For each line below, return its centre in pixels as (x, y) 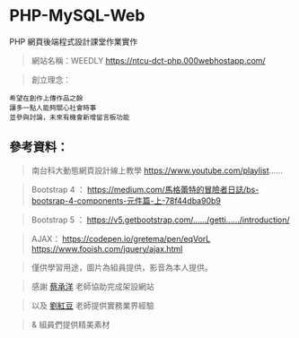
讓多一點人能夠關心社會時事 (53, 108)
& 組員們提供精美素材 (70, 325)
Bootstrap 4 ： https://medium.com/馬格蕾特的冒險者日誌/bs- (145, 189)
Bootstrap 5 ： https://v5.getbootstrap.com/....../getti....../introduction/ (160, 220)
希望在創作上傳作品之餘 (46, 98)
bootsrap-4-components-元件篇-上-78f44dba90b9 (126, 200)
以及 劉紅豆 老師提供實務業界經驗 (92, 305)
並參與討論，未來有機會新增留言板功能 (70, 117)
